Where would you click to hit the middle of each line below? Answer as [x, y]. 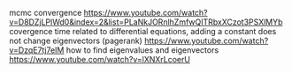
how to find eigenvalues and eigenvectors [142, 50]
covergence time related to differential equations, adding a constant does [143, 31]
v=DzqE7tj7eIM [37, 50]
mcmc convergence [46, 13]
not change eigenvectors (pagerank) [76, 40]
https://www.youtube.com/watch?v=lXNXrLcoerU [100, 59]
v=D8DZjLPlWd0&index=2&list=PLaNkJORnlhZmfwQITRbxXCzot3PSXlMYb [146, 22]
